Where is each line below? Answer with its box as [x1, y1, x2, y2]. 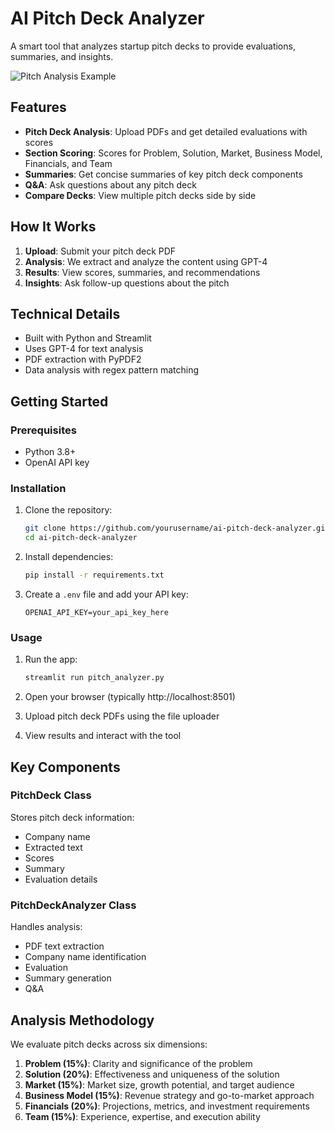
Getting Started [10, 393, 109, 410]
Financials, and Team [24, 157, 113, 169]
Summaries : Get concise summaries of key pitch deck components [24, 168, 303, 180]
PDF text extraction [24, 940, 105, 952]
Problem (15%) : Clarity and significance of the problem [24, 1057, 253, 1069]
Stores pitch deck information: [10, 811, 135, 823]
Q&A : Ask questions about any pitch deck [24, 178, 197, 191]
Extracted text [24, 841, 83, 853]
